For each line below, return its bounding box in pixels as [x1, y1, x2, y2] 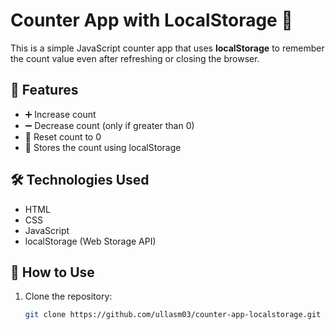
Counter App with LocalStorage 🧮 [10, 9, 293, 32]
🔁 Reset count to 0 [24, 130, 102, 143]
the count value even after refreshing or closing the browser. [10, 52, 260, 64]
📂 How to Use [10, 264, 95, 281]
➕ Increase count [24, 108, 97, 120]
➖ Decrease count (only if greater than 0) [24, 119, 195, 131]
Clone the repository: [24, 290, 113, 303]
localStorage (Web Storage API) [24, 235, 157, 247]
